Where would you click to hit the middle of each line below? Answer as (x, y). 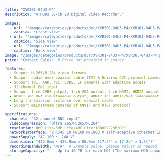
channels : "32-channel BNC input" (45, 119)
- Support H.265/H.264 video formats (48, 73)
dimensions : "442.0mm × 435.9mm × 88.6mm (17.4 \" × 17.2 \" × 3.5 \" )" (82, 142)
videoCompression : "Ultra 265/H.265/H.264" (55, 124)
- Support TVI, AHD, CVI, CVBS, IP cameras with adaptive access (78, 82)
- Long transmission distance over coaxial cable (61, 101)
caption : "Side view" (36, 42)
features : (15, 69)
